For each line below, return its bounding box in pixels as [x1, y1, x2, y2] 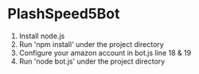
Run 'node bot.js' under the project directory [18, 56, 166, 66]
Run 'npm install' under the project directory [18, 39, 164, 49]
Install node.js [18, 31, 65, 41]
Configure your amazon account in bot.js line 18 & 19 [18, 48, 192, 57]
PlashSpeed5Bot [7, 5, 120, 23]
